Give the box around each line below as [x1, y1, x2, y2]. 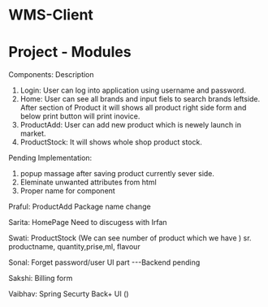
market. [19, 128, 46, 139]
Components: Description [8, 70, 95, 80]
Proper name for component [19, 186, 115, 196]
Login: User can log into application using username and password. [19, 85, 246, 95]
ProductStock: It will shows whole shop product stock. [19, 137, 203, 147]
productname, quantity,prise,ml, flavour [8, 242, 140, 252]
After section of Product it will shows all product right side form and [19, 103, 247, 113]
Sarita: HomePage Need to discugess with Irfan [8, 218, 168, 227]
